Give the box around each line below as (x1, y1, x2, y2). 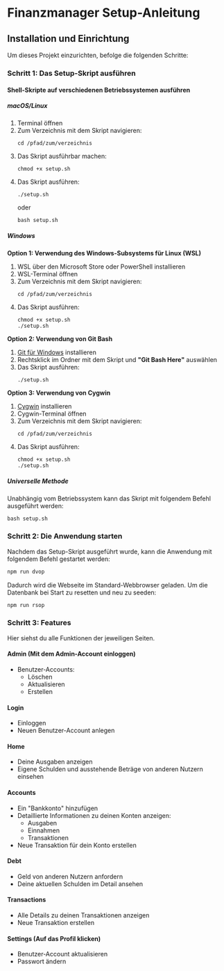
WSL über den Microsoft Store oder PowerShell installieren (17, 262, 186, 271)
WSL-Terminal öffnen (17, 270, 78, 278)
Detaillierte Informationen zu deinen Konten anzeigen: (17, 811, 171, 819)
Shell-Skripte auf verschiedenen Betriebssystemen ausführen (7, 86, 191, 94)
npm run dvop (7, 568, 45, 575)
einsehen (17, 773, 44, 781)
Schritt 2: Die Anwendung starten (7, 531, 123, 541)
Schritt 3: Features (7, 618, 71, 628)
